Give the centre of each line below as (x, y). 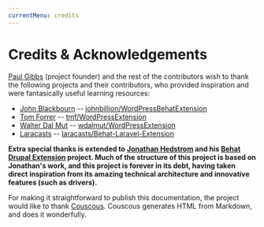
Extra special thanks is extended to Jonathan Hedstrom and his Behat (125, 149)
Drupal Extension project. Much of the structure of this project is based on (132, 157)
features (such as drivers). (53, 182)
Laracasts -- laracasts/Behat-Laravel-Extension (97, 133)
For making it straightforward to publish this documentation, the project (124, 197)
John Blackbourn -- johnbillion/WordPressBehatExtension (113, 108)
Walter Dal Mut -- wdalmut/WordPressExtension (97, 125)
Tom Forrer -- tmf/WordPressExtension (83, 117)
